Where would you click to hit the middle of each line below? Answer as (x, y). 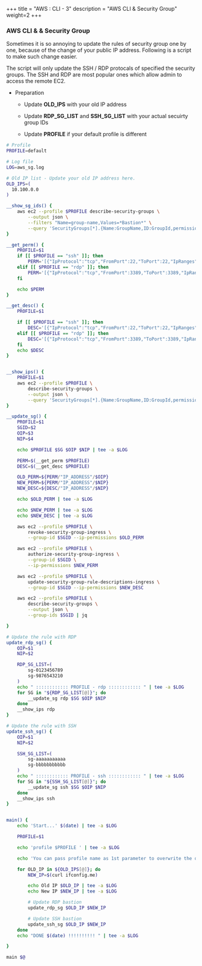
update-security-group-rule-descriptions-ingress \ (94, 582)
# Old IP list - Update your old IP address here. (71, 178)
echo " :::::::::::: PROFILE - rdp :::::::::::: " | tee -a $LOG (101, 687)
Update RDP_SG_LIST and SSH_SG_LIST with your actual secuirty (106, 116)
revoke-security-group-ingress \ (70, 532)
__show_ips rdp (36, 710)
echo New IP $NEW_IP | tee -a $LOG (72, 891)
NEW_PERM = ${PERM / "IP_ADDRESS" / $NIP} (63, 483)
